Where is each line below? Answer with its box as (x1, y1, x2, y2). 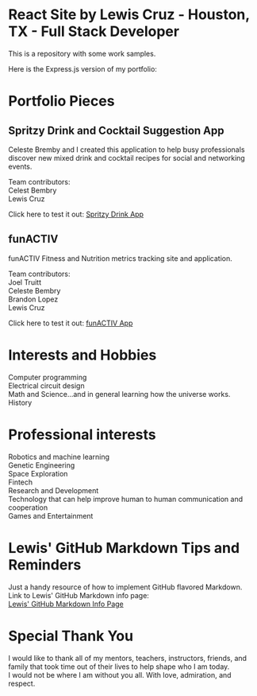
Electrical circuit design (8, 380, 85, 391)
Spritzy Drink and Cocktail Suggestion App (8, 123, 224, 137)
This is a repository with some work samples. (8, 49, 156, 58)
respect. (8, 679, 36, 688)
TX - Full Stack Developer (8, 22, 180, 41)
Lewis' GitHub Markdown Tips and (8, 539, 240, 557)
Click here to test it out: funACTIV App (8, 318, 133, 328)
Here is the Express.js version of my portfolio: (8, 64, 157, 73)
